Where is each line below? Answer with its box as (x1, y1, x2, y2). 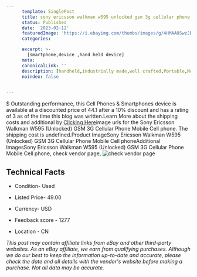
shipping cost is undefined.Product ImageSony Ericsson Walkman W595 (6, 131, 181, 138)
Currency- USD (14, 205, 52, 212)
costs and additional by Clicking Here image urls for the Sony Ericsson (6, 119, 175, 126)
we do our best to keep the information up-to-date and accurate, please (6, 251, 181, 258)
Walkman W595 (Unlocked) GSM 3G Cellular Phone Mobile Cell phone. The (6, 125, 188, 132)
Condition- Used (14, 182, 55, 189)
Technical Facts (6, 167, 66, 177)
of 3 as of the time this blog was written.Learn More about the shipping (6, 112, 178, 120)
